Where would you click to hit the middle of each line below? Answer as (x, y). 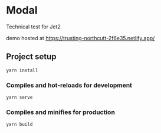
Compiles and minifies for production (60, 112)
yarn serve (19, 98)
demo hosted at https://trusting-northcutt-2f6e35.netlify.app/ (80, 38)
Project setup (32, 57)
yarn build (19, 125)
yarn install (22, 70)
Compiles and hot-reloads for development (69, 85)
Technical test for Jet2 (33, 27)
